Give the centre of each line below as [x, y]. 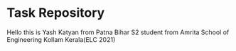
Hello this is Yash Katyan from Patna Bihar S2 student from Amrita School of [118, 32]
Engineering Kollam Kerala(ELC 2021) [61, 39]
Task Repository [56, 13]
